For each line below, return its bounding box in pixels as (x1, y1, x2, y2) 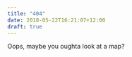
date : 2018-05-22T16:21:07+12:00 (7, 17, 106, 24)
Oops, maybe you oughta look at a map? (7, 42, 125, 51)
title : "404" (7, 10, 46, 17)
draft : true (7, 23, 42, 30)
